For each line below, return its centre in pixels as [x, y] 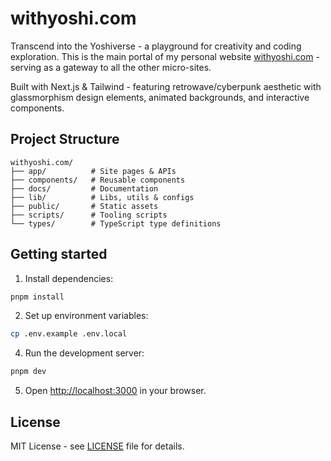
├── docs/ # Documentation [84, 188]
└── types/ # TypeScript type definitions [116, 223]
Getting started [59, 254]
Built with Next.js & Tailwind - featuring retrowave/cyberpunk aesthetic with [166, 86]
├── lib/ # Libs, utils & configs [102, 197]
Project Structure [65, 139]
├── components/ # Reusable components [98, 180]
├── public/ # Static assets [84, 206]
